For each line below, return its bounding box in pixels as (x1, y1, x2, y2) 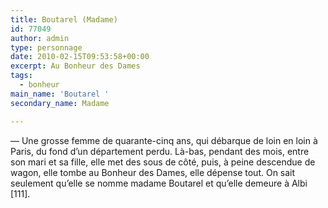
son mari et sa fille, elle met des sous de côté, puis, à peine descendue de (10, 156, 316, 168)
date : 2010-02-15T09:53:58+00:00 (10, 52, 150, 62)
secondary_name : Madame (10, 98, 110, 108)
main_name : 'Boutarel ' (10, 89, 110, 99)
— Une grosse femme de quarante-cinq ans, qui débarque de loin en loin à (10, 134, 318, 146)
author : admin (10, 33, 70, 43)
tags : (10, 71, 33, 81)
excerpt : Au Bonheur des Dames (10, 61, 141, 71)
